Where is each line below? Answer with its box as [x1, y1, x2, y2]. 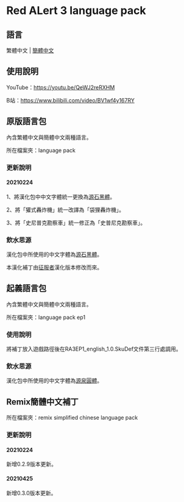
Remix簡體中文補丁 [6, 396, 79, 407]
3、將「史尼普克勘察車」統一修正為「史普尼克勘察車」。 [6, 219, 146, 226]
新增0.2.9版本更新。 [6, 461, 57, 468]
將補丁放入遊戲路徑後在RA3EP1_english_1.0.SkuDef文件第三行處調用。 [6, 345, 182, 353]
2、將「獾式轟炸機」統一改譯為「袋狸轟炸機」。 [6, 206, 125, 213]
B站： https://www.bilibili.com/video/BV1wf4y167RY [6, 96, 135, 104]
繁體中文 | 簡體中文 [6, 47, 54, 54]
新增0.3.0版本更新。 [6, 489, 57, 497]
